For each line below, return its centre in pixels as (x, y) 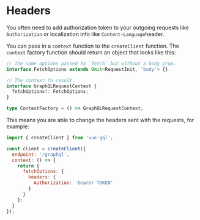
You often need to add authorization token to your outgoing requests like (98, 28)
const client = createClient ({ (46, 148)
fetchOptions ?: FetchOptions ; (50, 92)
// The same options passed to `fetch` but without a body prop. (91, 64)
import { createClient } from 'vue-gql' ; (60, 138)
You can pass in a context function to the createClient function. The (93, 46)
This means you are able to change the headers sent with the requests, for (100, 120)
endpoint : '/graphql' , (41, 154)
